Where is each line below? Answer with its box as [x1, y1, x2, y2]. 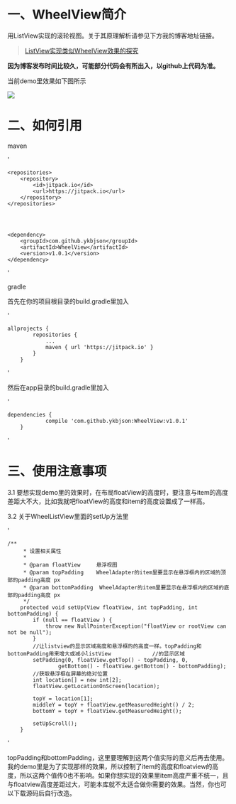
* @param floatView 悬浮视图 [23, 561, 118, 569]
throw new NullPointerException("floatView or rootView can [45, 623, 227, 630]
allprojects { [7, 325, 50, 332]
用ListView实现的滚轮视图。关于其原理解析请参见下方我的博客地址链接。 [7, 31, 218, 40]
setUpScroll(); [33, 719, 78, 727]
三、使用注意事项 [7, 463, 108, 480]
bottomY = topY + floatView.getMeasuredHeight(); [33, 707, 182, 714]
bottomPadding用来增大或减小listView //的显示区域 [7, 650, 186, 658]
